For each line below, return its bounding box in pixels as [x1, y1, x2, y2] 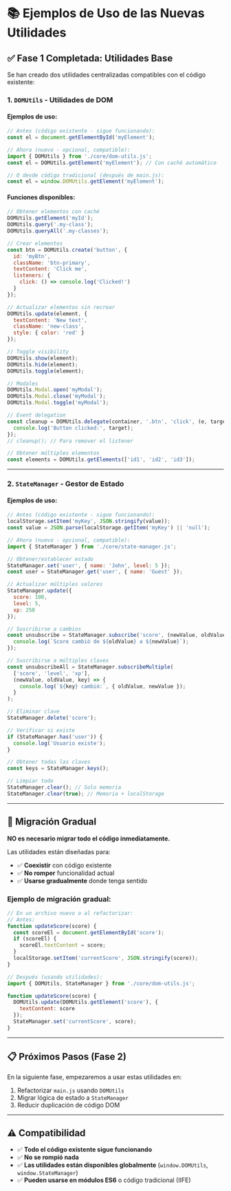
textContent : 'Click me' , [13, 266, 88, 273]
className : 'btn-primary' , [13, 259, 91, 266]
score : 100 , [13, 594, 48, 601]
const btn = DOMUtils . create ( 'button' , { [7, 246, 128, 253]
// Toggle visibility [7, 348, 69, 355]
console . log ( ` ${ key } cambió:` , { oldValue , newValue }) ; [19, 682, 186, 690]
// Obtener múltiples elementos [7, 450, 100, 457]
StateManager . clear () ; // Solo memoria [7, 784, 122, 791]
